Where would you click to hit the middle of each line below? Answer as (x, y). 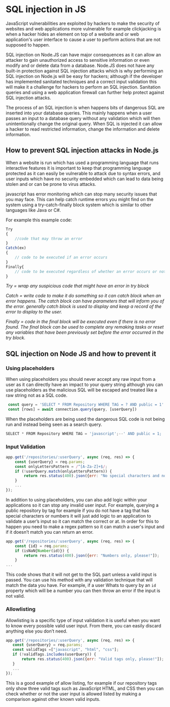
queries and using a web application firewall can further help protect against (85, 92)
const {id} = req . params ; (42, 546)
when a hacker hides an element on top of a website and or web (72, 34)
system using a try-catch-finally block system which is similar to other (79, 205)
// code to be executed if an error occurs (61, 257)
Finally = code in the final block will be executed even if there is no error (81, 322)
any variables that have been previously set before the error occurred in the (85, 332)
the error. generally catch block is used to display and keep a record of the (84, 306)
